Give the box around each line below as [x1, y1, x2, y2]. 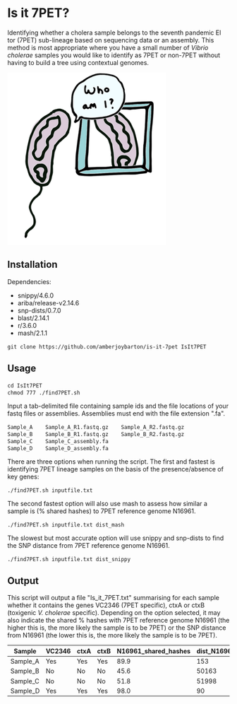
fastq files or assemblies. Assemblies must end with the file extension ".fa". [7, 409, 226, 418]
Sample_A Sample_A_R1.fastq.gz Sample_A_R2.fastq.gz [7, 423, 185, 430]
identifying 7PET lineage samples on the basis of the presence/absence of [7, 464, 224, 473]
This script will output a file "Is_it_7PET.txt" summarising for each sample [7, 594, 220, 602]
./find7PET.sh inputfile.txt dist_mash [7, 521, 125, 528]
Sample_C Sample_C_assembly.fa [7, 438, 109, 445]
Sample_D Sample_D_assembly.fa [7, 445, 109, 452]
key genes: [7, 472, 39, 481]
